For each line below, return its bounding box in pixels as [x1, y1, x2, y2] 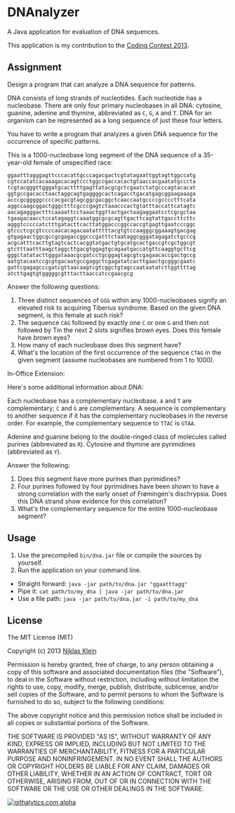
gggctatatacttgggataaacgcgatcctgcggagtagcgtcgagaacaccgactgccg [7, 251, 196, 258]
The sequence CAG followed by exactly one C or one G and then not [17, 318, 209, 326]
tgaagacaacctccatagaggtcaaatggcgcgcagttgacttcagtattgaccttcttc [7, 215, 196, 222]
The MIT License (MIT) [7, 633, 74, 642]
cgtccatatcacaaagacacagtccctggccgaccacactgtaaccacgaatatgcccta [7, 178, 196, 185]
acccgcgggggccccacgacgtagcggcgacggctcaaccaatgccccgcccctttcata [7, 196, 196, 204]
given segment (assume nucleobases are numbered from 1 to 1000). [17, 355, 215, 364]
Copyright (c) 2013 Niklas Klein [7, 647, 97, 655]
